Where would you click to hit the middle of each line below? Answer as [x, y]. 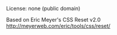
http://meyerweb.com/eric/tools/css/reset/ [58, 26]
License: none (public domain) [43, 8]
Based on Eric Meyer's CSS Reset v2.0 [53, 20]
